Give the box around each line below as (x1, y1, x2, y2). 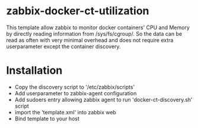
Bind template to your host (14, 115, 80, 122)
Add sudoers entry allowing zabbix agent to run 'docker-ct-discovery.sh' (14, 96, 193, 103)
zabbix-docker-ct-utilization (6, 4, 149, 18)
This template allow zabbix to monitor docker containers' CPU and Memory (6, 24, 190, 31)
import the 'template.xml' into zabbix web (14, 108, 117, 115)
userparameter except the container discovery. (6, 43, 121, 50)
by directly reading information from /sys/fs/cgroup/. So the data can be (6, 30, 183, 37)
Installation (6, 64, 63, 77)
